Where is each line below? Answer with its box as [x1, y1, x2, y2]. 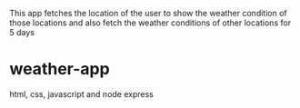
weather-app [9, 59, 111, 80]
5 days [9, 27, 35, 37]
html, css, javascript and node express [9, 88, 155, 99]
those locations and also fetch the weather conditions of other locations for [9, 17, 292, 28]
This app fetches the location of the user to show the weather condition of [9, 8, 288, 18]
